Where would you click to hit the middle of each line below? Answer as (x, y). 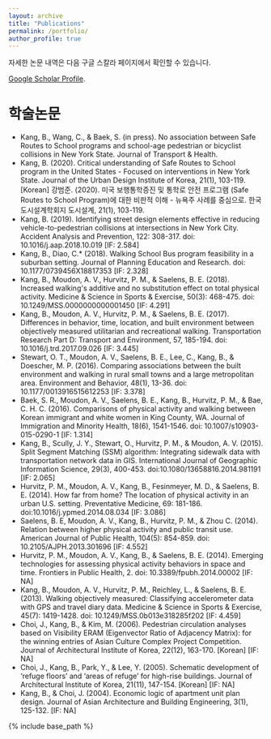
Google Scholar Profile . (47, 79)
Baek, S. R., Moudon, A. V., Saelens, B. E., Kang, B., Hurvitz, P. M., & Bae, (142, 400)
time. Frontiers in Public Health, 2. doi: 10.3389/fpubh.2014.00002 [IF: (136, 573)
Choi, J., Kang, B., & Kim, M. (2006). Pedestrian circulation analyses (133, 625)
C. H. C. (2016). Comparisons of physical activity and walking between (138, 409)
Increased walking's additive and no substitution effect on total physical (140, 288)
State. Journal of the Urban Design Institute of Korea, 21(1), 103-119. (133, 180)
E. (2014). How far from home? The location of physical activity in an (134, 495)
